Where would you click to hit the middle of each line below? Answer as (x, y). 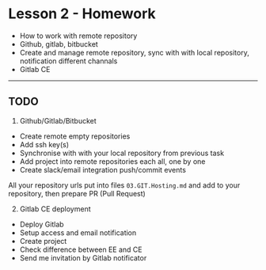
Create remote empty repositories (75, 136)
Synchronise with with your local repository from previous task (122, 153)
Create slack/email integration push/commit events (103, 169)
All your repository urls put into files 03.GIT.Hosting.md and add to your (124, 185)
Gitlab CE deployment (55, 209)
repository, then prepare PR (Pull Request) (77, 193)
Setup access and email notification (78, 232)
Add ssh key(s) (44, 144)
